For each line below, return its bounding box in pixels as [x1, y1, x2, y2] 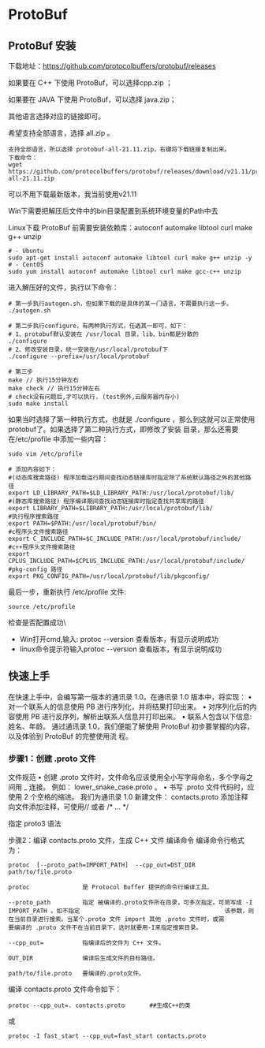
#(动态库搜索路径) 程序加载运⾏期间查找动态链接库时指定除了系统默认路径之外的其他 [8, 474, 246, 482]
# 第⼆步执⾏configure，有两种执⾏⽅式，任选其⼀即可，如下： [8, 322, 188, 330]
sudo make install [8, 400, 69, 408]
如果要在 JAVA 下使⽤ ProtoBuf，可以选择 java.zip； [8, 95, 177, 104]
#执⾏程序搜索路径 [8, 513, 59, 520]
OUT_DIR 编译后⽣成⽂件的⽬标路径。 [8, 954, 159, 963]
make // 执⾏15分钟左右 [8, 376, 79, 384]
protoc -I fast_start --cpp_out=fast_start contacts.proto [8, 1032, 207, 1040]
